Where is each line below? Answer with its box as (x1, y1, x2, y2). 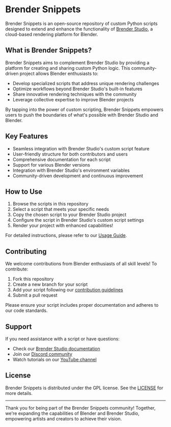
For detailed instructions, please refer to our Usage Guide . (5, 232, 127, 238)
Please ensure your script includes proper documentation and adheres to (5, 302, 159, 308)
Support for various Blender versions (12, 162, 91, 168)
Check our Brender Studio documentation (12, 345, 100, 352)
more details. (5, 390, 33, 396)
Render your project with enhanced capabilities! (12, 223, 113, 229)
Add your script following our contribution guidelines (12, 287, 123, 293)
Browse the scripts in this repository (12, 201, 89, 207)
